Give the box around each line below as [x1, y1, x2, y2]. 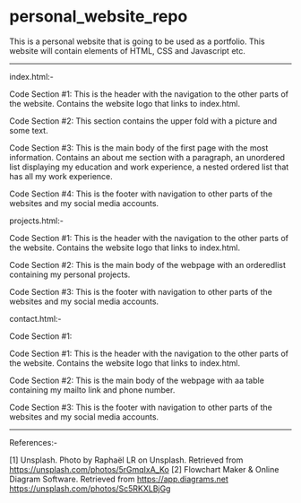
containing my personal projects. [9, 269, 131, 280]
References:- [9, 437, 58, 447]
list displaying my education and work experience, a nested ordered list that [9, 161, 289, 172]
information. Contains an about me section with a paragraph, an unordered [9, 152, 285, 162]
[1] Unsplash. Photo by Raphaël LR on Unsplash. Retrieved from [9, 455, 244, 465]
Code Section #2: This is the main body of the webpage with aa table [9, 375, 264, 386]
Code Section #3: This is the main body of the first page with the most [9, 142, 269, 153]
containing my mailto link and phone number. [9, 384, 176, 395]
